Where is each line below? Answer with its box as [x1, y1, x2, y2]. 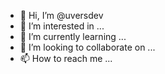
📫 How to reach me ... [19, 53, 113, 64]
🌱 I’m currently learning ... [19, 31, 127, 42]
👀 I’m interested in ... [19, 20, 105, 32]
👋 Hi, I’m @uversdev [19, 10, 104, 21]
